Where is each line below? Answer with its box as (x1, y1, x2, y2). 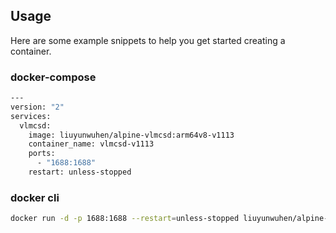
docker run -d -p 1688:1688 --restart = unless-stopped (10, 214, 240, 224)
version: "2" (10, 102, 65, 112)
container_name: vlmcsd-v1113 (28, 139, 155, 149)
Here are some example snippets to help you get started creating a (10, 34, 286, 46)
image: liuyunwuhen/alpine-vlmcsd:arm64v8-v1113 (28, 130, 235, 140)
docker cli (10, 190, 60, 204)
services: (10, 111, 52, 121)
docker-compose (10, 70, 97, 84)
